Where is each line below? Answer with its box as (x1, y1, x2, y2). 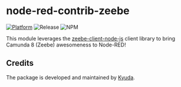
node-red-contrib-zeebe (6, 4, 130, 18)
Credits (6, 58, 34, 68)
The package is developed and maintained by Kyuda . (6, 73, 136, 81)
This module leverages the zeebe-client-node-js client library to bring (6, 35, 176, 42)
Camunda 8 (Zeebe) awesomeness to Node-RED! (6, 41, 126, 48)
